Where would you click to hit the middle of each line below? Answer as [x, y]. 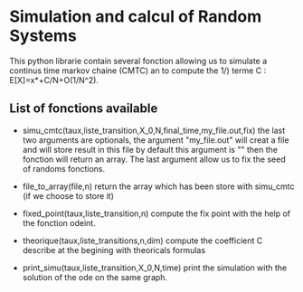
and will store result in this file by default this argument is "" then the [150, 149]
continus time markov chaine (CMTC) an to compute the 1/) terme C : [138, 71]
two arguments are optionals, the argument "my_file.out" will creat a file [156, 140]
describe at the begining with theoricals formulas [114, 250]
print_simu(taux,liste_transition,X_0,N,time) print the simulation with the [155, 268]
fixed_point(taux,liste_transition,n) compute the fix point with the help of [156, 213]
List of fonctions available [84, 109]
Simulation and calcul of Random [136, 17]
